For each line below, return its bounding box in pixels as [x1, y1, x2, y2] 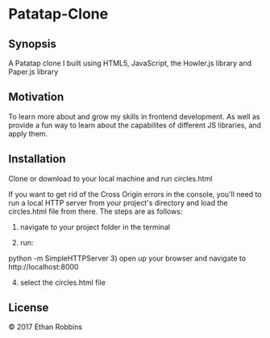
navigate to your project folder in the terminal [19, 222, 171, 232]
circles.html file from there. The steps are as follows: [8, 207, 183, 216]
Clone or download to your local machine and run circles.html [8, 173, 213, 183]
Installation [8, 152, 66, 166]
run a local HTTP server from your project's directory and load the [8, 198, 228, 207]
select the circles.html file [19, 277, 106, 287]
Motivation [8, 90, 64, 104]
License [8, 301, 49, 315]
